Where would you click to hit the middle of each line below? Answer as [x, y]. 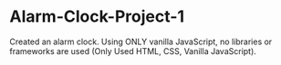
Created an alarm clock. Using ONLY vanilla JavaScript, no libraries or [141, 42]
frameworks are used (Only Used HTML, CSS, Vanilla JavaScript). [133, 51]
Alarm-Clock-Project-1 [97, 17]
